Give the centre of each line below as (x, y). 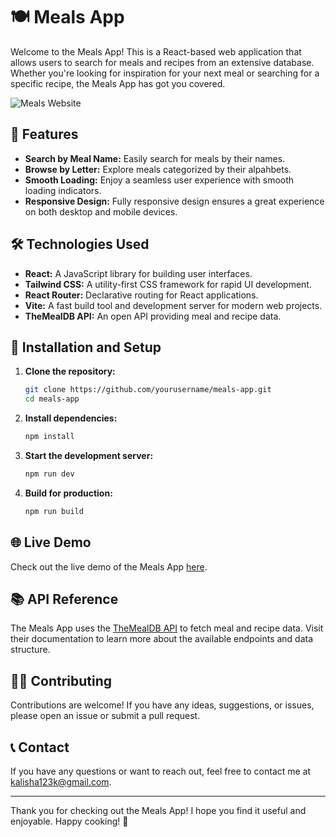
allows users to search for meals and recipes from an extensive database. (162, 62)
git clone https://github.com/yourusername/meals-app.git (148, 390)
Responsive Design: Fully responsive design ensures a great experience (174, 201)
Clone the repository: (70, 371)
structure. (30, 650)
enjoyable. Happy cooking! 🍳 (69, 821)
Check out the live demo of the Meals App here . (109, 566)
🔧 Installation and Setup (86, 347)
